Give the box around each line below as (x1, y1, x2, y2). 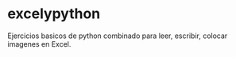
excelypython (7, 5, 101, 23)
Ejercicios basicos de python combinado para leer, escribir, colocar (7, 31, 228, 40)
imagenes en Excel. (7, 39, 72, 48)
